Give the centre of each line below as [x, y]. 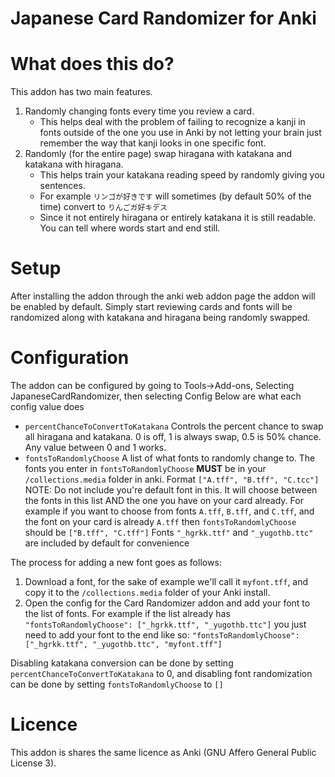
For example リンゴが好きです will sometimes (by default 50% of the [175, 196]
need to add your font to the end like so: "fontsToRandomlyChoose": [162, 635]
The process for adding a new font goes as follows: [116, 562]
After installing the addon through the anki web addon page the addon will [163, 296]
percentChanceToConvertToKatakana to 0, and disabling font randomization [161, 673]
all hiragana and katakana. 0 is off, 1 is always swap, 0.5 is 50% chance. [173, 436]
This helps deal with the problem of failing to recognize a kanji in [172, 122]
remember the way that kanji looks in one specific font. [153, 143]
